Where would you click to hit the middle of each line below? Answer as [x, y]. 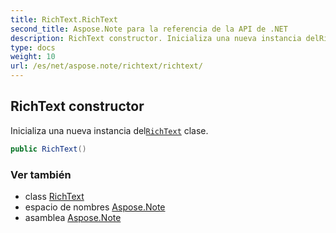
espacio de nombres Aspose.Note [95, 207]
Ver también [41, 174]
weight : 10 [33, 57]
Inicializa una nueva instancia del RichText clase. [109, 130]
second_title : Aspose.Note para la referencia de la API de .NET [149, 29]
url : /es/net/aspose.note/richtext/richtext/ [106, 66]
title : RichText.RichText [64, 19]
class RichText [54, 196]
